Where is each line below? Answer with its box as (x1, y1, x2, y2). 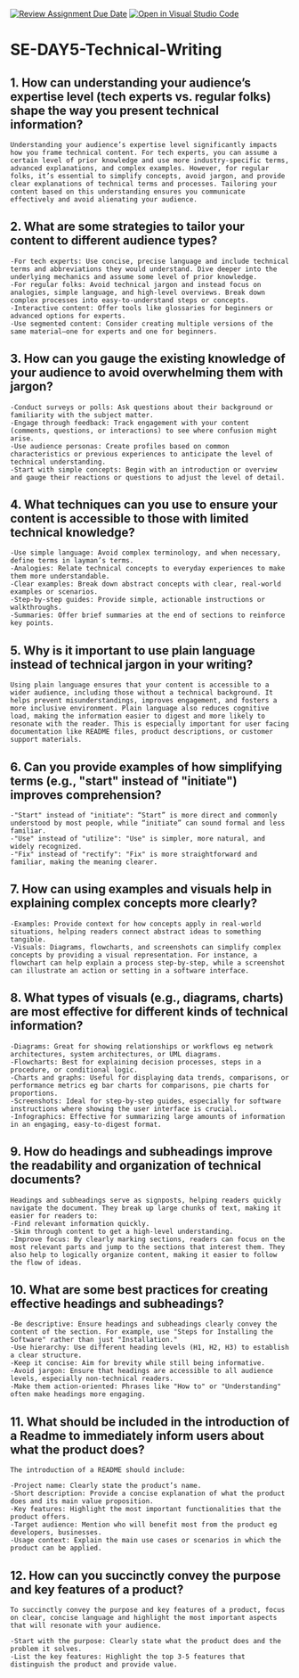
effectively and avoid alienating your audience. (10, 195, 198, 204)
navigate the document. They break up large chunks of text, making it (10, 1204, 281, 1213)
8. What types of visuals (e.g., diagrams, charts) (10, 991, 284, 1006)
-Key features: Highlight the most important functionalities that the (10, 1505, 281, 1514)
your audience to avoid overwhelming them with (10, 366, 284, 381)
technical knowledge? (10, 525, 136, 540)
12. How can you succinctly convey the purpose (10, 1567, 281, 1583)
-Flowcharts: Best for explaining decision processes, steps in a (10, 1057, 262, 1066)
